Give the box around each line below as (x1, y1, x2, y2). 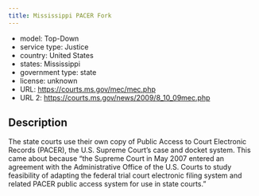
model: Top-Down (19, 33, 79, 43)
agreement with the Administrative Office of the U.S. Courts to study (8, 163, 232, 172)
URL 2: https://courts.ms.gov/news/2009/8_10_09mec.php (19, 92, 211, 102)
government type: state (19, 67, 97, 76)
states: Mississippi (19, 59, 81, 69)
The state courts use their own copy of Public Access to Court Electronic (8, 137, 247, 147)
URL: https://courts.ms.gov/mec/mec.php (19, 84, 157, 94)
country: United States (19, 50, 94, 60)
